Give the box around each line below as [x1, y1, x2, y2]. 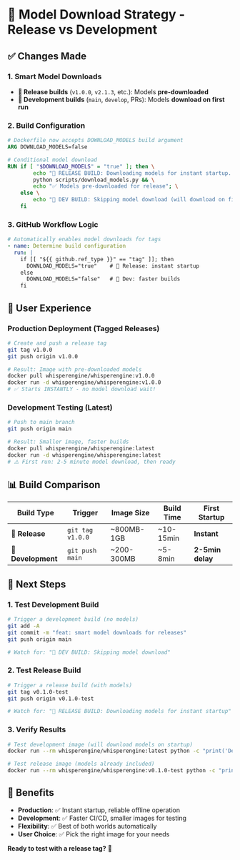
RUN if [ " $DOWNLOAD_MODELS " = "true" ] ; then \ [7, 163, 155, 170]
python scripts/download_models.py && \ [33, 176, 155, 183]
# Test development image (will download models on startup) [7, 741, 194, 748]
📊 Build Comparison [7, 478, 101, 491]
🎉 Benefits [7, 786, 55, 799]
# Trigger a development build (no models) [7, 616, 139, 623]
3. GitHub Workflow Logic [7, 219, 99, 229]
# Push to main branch [7, 419, 75, 426]
